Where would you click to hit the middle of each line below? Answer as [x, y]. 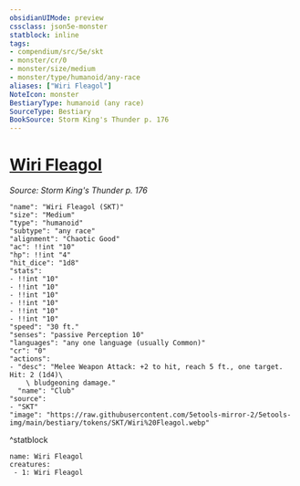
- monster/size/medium [52, 69]
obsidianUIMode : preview [57, 18]
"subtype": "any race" [52, 231]
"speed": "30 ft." [44, 327]
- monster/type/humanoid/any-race [75, 78]
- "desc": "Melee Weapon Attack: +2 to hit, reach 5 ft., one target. [146, 367]
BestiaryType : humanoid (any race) [77, 103]
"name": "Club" [47, 391]
